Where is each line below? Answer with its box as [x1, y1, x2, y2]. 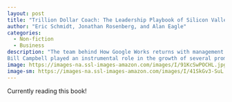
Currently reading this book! [7, 87, 87, 95]
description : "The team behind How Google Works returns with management [7, 49, 224, 56]
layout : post [7, 10, 45, 17]
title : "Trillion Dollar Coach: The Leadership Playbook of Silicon [7, 17, 209, 23]
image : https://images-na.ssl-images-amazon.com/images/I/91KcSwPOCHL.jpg [7, 61, 227, 68]
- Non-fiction [13, 36, 54, 43]
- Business [13, 42, 45, 49]
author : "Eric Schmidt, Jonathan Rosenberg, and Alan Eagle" [7, 23, 187, 30]
